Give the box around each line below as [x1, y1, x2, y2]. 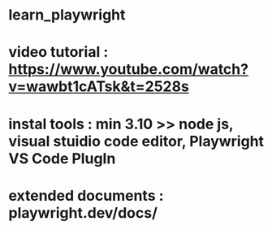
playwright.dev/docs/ [8, 203, 158, 222]
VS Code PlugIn [8, 149, 116, 167]
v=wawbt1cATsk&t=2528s [8, 77, 189, 96]
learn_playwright [8, 6, 126, 24]
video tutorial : [8, 43, 109, 62]
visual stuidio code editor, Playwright [8, 132, 265, 150]
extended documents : [8, 186, 164, 205]
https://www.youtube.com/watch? [8, 60, 249, 79]
